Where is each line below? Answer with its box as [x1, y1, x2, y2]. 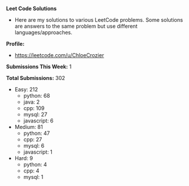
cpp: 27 [23, 136, 42, 143]
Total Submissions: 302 [6, 75, 65, 81]
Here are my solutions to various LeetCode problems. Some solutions [14, 16, 184, 23]
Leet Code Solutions [6, 5, 57, 12]
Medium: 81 [14, 124, 43, 130]
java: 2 [23, 98, 40, 105]
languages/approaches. [14, 29, 72, 36]
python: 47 [23, 129, 50, 137]
